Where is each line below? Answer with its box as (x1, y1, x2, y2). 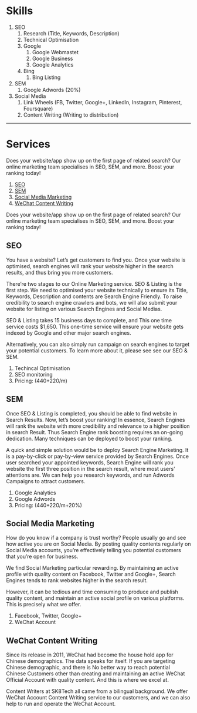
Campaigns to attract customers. (6, 477, 86, 484)
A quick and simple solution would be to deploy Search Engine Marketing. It (6, 446, 189, 453)
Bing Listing (32, 74, 61, 81)
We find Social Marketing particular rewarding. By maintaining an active (6, 565, 179, 572)
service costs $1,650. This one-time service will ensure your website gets (6, 323, 184, 330)
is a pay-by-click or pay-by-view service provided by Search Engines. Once (6, 453, 189, 460)
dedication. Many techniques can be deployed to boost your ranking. (6, 435, 173, 442)
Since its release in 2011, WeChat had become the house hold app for (6, 651, 174, 658)
